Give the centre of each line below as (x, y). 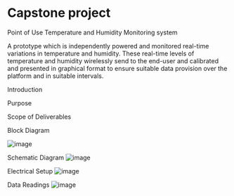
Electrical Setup (30, 171)
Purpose (20, 103)
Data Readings (28, 185)
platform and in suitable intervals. (56, 76)
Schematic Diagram (36, 157)
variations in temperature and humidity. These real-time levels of (101, 53)
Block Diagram (28, 130)
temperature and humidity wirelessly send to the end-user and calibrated (113, 60)
